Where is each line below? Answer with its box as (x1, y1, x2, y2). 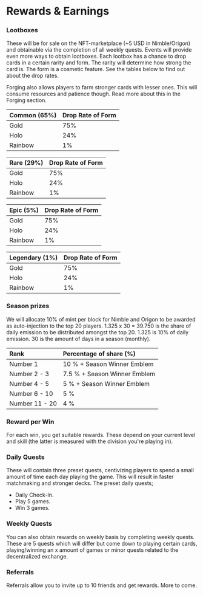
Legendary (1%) (9, 253, 58, 262)
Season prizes (6, 302, 50, 311)
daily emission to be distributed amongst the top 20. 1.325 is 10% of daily (6, 328, 189, 335)
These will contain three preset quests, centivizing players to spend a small (6, 467, 194, 474)
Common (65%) (9, 111, 57, 120)
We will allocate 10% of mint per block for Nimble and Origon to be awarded (6, 315, 196, 323)
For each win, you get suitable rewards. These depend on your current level (6, 432, 196, 439)
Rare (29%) (9, 159, 44, 167)
